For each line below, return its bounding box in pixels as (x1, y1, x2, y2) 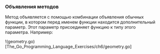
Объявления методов (5, 3, 59, 10)
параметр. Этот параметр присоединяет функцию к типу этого (5, 24, 136, 30)
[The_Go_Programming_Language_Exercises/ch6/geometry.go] (5, 44, 132, 50)
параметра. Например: (5, 30, 53, 35)
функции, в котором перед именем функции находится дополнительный (5, 19, 156, 25)
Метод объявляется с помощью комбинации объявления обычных (5, 14, 144, 20)
